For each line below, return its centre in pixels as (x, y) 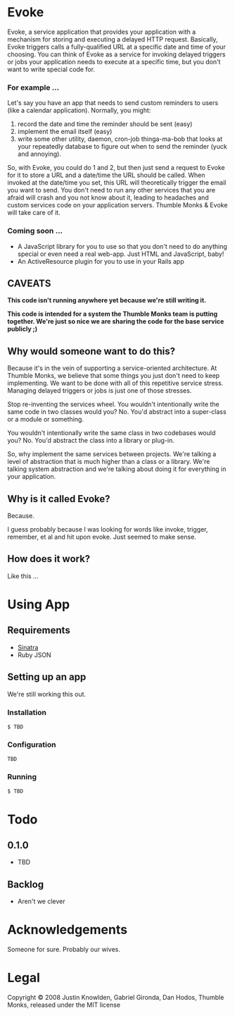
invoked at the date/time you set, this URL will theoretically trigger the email (117, 183)
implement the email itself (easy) (65, 132)
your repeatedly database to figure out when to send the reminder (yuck (122, 147)
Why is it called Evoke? (59, 499)
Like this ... (23, 576)
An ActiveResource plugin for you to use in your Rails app (101, 261)
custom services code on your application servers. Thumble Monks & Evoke (118, 205)
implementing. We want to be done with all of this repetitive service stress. (115, 383)
